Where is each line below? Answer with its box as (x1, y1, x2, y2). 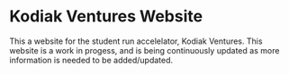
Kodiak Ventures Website (9, 6, 203, 27)
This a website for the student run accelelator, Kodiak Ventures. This (9, 36, 263, 46)
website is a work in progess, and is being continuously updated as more (9, 45, 280, 55)
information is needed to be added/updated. (9, 54, 174, 65)
